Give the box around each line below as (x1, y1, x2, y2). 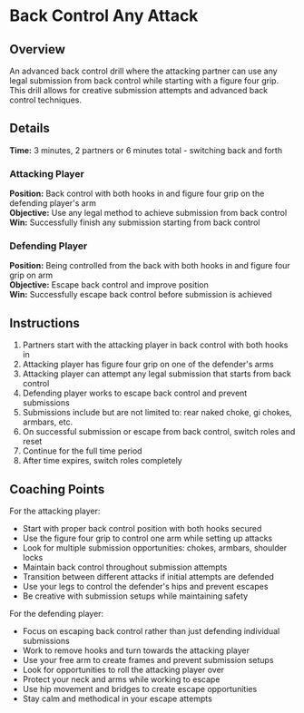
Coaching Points (9, 482, 105, 497)
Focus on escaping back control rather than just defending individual (22, 626, 280, 637)
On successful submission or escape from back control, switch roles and (22, 426, 296, 437)
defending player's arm (9, 198, 97, 209)
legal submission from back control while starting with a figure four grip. (9, 75, 279, 86)
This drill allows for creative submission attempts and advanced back (9, 85, 269, 95)
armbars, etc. (22, 416, 74, 427)
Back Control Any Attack (9, 5, 199, 26)
